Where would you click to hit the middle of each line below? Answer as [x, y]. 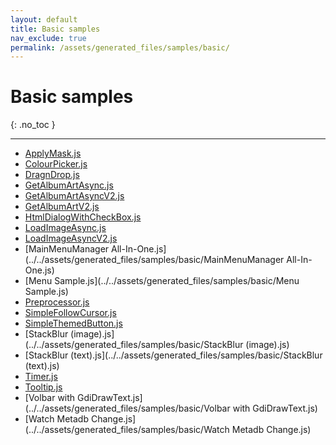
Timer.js [41, 377]
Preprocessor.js [57, 302]
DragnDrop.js [52, 175]
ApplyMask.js [53, 153]
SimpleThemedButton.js [73, 323]
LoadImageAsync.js [65, 228]
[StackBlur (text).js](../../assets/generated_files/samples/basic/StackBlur [173, 355]
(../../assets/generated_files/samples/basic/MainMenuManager [154, 260]
